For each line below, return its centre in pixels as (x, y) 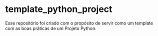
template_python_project (59, 9)
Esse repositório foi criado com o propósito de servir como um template (79, 23)
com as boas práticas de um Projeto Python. (51, 28)
